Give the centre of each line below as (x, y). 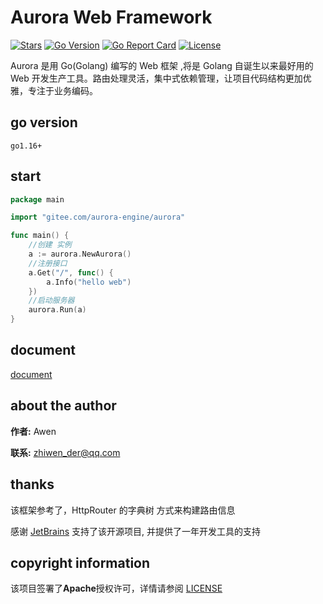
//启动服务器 (51, 301)
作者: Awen (33, 431)
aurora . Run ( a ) (57, 310)
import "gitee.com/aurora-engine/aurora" (98, 217)
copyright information (80, 562)
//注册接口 (48, 263)
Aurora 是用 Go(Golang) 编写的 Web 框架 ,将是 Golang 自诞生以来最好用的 (162, 65)
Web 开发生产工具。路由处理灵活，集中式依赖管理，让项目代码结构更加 (156, 78)
